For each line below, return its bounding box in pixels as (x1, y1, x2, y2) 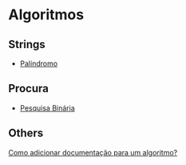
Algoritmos (8, 6, 85, 24)
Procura (8, 82, 49, 95)
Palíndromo (19, 58, 58, 68)
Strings (8, 38, 46, 51)
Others (8, 127, 44, 140)
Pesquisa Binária (19, 103, 75, 113)
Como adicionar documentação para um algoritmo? (8, 147, 178, 157)
